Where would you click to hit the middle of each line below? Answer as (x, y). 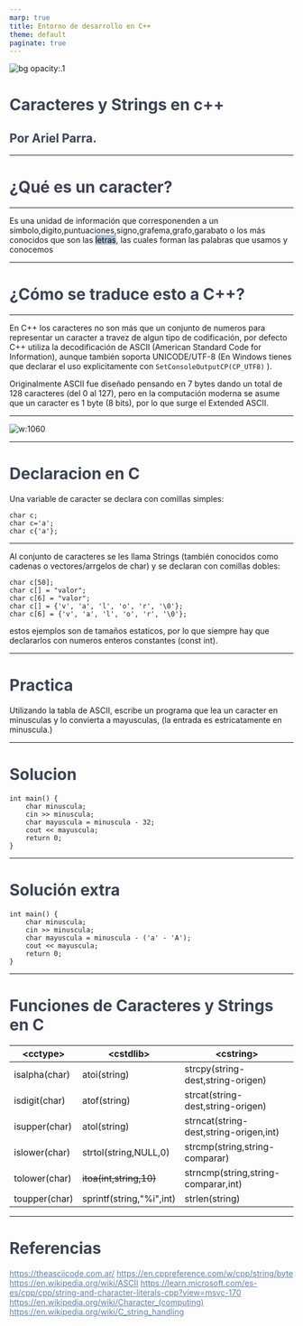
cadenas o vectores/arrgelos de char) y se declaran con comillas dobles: (145, 566)
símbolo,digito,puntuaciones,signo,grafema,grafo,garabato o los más (138, 230)
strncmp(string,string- (233, 1173)
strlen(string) (212, 1199)
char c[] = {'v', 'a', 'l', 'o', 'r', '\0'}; (96, 607)
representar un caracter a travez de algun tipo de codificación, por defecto (148, 338)
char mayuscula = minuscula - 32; (90, 822)
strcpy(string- (215, 1069)
